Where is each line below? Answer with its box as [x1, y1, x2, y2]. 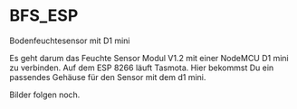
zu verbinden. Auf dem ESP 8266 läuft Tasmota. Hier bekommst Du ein [9, 62, 274, 73]
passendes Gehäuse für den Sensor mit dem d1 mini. [9, 71, 206, 82]
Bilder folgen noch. [9, 89, 81, 100]
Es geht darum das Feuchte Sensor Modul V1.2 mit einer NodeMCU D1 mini [9, 52, 290, 63]
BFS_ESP [9, 5, 79, 26]
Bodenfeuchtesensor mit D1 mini [9, 35, 130, 46]
